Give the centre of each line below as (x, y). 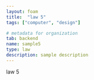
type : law (18, 50)
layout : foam (22, 11)
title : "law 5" (26, 17)
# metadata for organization (42, 33)
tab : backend (22, 39)
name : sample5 (24, 44)
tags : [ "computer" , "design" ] (43, 22)
